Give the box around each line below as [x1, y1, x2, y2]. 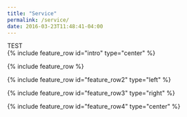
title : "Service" [7, 10, 57, 17]
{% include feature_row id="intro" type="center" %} [7, 49, 156, 57]
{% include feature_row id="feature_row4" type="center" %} [7, 103, 181, 111]
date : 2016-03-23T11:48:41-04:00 [7, 23, 104, 30]
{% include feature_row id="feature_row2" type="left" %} [7, 76, 171, 84]
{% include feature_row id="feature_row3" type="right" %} [7, 89, 176, 97]
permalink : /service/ [7, 17, 70, 23]
